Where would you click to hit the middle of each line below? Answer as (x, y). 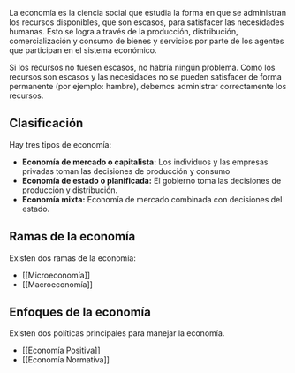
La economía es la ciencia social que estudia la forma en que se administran (148, 13)
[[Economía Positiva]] (61, 350)
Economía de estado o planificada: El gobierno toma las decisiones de (151, 180)
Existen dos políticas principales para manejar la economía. (117, 333)
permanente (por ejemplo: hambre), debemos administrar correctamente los (148, 86)
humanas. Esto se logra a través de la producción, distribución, (124, 31)
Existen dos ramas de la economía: (73, 258)
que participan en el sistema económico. (83, 50)
